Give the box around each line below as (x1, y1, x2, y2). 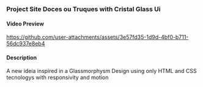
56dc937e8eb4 (6, 40, 45, 47)
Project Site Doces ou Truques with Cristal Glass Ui (6, 5, 161, 13)
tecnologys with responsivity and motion (6, 74, 109, 81)
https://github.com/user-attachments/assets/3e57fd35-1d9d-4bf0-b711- (6, 33, 189, 41)
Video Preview (6, 20, 45, 27)
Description (6, 54, 37, 61)
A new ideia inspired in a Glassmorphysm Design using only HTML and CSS (6, 68, 197, 75)
